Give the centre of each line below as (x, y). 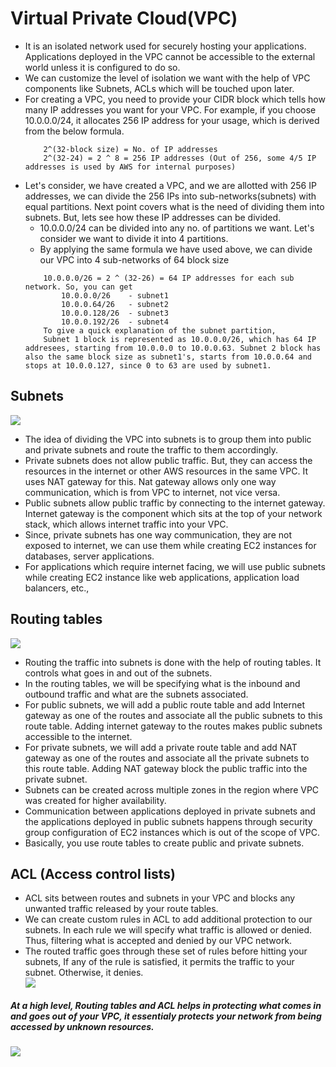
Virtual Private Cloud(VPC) (124, 18)
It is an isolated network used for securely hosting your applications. (165, 46)
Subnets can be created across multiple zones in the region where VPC (172, 789)
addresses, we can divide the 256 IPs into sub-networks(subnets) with (170, 196)
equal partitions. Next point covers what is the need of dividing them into (174, 206)
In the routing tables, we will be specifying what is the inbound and (162, 683)
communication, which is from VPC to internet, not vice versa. (152, 492)
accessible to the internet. (78, 736)
